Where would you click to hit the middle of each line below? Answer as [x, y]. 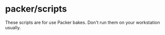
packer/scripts [36, 9]
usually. [13, 27]
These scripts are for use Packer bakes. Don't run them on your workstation [82, 22]
